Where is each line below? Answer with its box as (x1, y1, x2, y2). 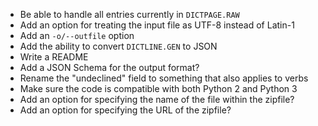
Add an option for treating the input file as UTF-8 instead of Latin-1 (19, 19, 295, 31)
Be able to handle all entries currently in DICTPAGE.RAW (19, 9, 240, 20)
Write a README (19, 51, 89, 63)
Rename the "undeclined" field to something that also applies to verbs (19, 72, 309, 84)
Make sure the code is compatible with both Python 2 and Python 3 (19, 83, 298, 94)
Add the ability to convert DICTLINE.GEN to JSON (19, 40, 218, 52)
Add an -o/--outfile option (19, 30, 135, 41)
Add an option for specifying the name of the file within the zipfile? (19, 94, 295, 105)
